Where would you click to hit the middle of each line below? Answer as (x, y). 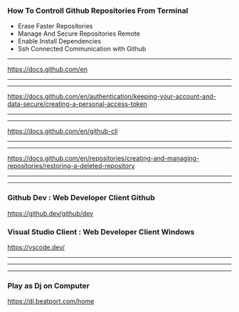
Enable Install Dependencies (59, 41)
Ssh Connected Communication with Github (82, 49)
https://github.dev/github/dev (51, 213)
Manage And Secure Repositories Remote (79, 33)
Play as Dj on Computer (49, 286)
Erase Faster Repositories (55, 26)
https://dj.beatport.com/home (51, 301)
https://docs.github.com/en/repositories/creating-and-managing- (103, 158)
